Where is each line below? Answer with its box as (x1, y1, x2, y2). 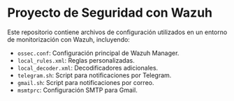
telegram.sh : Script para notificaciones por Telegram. (17, 71, 172, 79)
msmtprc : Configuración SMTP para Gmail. (17, 86, 138, 94)
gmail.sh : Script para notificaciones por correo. (17, 78, 154, 86)
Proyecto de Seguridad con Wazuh (7, 5, 213, 21)
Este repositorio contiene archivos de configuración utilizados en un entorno (7, 28, 228, 36)
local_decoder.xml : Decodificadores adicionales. (17, 63, 159, 72)
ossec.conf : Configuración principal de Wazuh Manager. (17, 49, 180, 57)
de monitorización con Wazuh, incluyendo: (7, 35, 131, 43)
